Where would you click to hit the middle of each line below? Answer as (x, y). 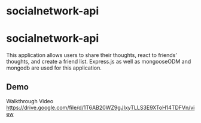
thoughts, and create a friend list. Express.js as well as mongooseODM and (99, 62)
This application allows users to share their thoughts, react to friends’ (92, 55)
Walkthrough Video (30, 101)
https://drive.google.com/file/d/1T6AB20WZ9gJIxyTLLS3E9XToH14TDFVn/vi (100, 107)
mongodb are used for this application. (54, 68)
